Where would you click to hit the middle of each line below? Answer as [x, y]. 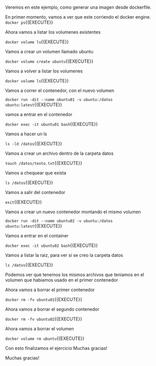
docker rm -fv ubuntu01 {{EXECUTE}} [44, 299]
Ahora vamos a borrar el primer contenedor [50, 290]
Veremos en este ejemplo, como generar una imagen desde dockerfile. [78, 7]
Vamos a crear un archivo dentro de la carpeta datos [59, 153]
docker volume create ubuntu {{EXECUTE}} [49, 61]
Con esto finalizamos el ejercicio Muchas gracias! [56, 348]
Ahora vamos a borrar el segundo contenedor [52, 309]
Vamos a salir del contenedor [35, 192]
